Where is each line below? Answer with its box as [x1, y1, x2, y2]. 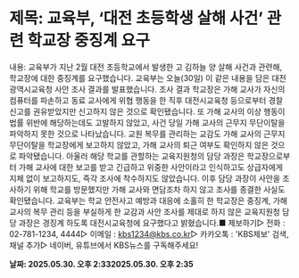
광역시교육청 [9, 84, 54, 94]
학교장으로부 [246, 151, 291, 161]
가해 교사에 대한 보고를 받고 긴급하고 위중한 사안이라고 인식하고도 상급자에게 [18, 161, 284, 172]
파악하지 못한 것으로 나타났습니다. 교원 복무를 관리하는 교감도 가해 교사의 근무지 [9, 128, 286, 139]
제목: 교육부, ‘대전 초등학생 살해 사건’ [9, 8, 263, 29]
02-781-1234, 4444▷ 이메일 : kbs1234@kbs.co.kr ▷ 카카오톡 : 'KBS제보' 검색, [9, 228, 289, 239]
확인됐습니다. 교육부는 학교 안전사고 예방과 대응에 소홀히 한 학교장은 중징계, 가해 [9, 195, 288, 206]
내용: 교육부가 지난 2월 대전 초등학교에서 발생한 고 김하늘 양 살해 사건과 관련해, [9, 61, 283, 72]
